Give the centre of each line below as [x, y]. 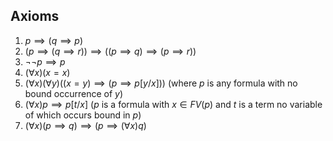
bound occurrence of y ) [74, 93]
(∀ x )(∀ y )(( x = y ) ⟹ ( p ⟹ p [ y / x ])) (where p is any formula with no [161, 83]
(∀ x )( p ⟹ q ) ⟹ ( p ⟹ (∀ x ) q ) [85, 125]
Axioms [35, 16]
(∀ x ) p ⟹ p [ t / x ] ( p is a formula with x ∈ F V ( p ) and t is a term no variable [173, 104]
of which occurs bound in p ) [83, 115]
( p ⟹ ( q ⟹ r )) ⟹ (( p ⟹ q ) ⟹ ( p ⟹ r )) [110, 51]
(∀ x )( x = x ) [47, 72]
